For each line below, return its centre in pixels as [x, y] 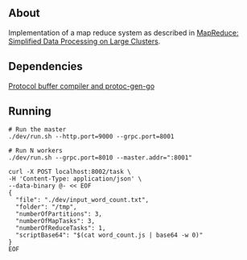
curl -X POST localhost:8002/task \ [70, 172]
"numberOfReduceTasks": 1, [61, 229]
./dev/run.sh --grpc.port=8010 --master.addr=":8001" [101, 158]
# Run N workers [35, 151]
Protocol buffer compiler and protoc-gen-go [82, 86]
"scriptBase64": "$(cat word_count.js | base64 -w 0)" [109, 235]
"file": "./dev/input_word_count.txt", [82, 200]
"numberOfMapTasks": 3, [55, 221]
